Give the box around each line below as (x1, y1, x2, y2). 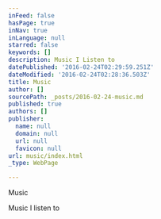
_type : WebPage (8, 159, 59, 167)
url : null (15, 136, 48, 145)
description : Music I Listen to (8, 56, 115, 64)
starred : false (8, 41, 59, 49)
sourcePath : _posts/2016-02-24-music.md (8, 93, 144, 101)
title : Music (8, 78, 52, 86)
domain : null (15, 129, 59, 137)
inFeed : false (8, 11, 56, 20)
